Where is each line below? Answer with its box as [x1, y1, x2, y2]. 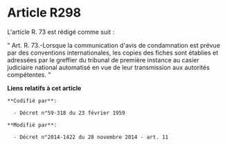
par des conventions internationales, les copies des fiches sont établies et [7, 48, 219, 57]
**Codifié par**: [7, 97, 57, 104]
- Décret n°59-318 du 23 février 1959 [13, 109, 126, 116]
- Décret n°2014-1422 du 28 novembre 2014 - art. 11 [13, 134, 169, 140]
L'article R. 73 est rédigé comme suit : [7, 28, 115, 36]
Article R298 [7, 5, 82, 21]
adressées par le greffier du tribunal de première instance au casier [7, 55, 199, 64]
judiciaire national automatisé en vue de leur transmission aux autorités [7, 63, 210, 71]
